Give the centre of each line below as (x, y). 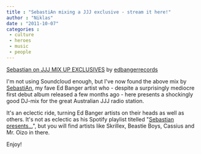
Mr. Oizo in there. (28, 132)
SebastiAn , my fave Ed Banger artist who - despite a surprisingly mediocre (100, 88)
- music (19, 47)
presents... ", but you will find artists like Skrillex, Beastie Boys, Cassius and (100, 126)
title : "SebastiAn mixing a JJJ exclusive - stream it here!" (89, 12)
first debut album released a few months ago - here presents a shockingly (100, 94)
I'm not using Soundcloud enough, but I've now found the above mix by (97, 81)
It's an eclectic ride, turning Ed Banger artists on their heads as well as (95, 113)
